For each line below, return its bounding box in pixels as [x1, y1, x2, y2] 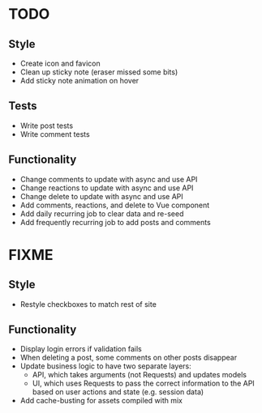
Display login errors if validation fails [19, 344, 142, 354]
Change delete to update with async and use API [19, 191, 184, 201]
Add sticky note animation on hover [19, 76, 140, 85]
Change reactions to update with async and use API [19, 183, 194, 193]
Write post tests [19, 121, 74, 130]
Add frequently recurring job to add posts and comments [19, 217, 211, 227]
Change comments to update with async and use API [19, 174, 198, 184]
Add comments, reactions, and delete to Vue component [19, 200, 210, 210]
